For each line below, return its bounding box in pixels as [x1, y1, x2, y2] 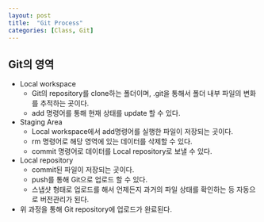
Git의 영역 [8, 57, 55, 71]
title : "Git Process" [8, 19, 83, 27]
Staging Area [19, 117, 63, 127]
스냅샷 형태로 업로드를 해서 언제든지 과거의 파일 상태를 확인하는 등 [31, 185, 235, 194]
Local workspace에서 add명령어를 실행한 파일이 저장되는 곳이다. [31, 127, 234, 136]
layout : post [8, 11, 52, 20]
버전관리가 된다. [40, 195, 90, 205]
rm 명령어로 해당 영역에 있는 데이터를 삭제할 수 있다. [31, 136, 193, 147]
